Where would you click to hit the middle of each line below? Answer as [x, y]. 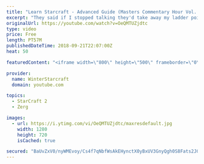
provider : [19, 73]
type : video [21, 29]
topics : [16, 96]
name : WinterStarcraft [40, 79]
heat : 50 [17, 52]
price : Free [21, 35]
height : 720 [32, 135]
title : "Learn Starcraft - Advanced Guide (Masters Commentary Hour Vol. [102, 12]
